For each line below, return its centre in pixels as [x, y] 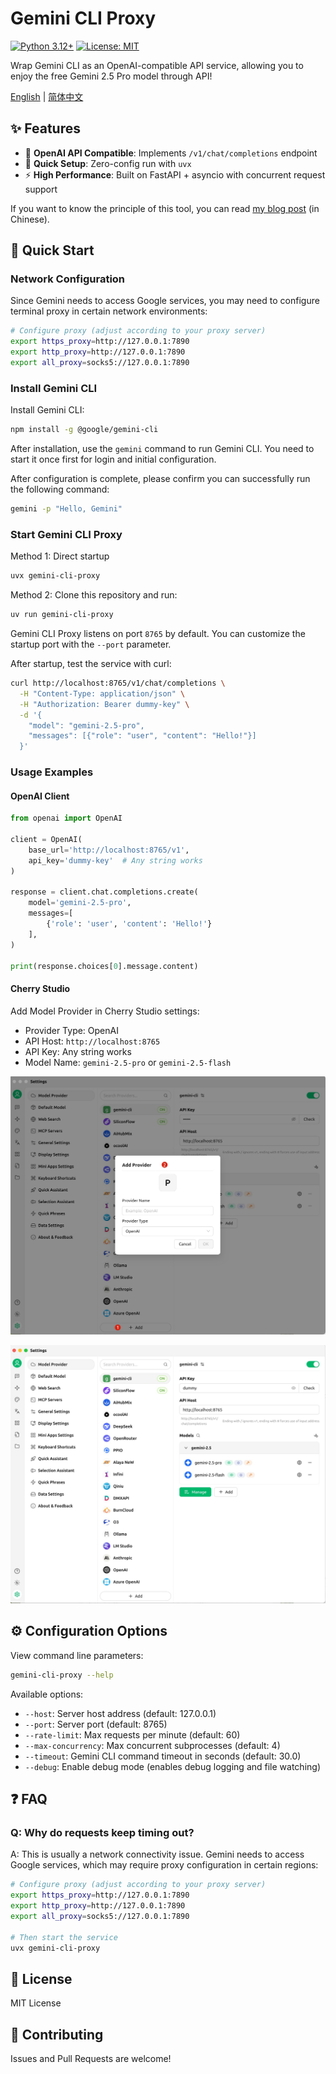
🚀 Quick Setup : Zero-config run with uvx [108, 163]
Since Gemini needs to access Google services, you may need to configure [165, 301]
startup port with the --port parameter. [91, 644]
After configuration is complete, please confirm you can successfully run [160, 479]
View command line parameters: [77, 1655]
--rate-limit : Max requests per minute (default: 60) [132, 1734]
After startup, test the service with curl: [91, 664]
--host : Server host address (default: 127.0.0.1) [120, 1713]
